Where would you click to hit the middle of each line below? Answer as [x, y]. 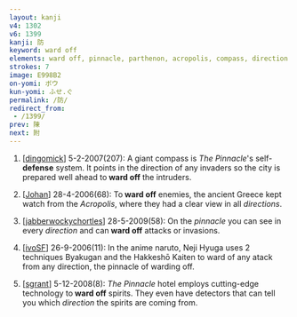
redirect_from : [37, 108]
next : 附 [24, 133]
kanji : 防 [27, 42]
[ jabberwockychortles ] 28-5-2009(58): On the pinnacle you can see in [152, 221]
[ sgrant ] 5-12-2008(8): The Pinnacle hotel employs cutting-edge [140, 283]
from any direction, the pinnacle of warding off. [108, 266]
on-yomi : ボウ [34, 83]
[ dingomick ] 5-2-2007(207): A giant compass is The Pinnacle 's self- [147, 158]
